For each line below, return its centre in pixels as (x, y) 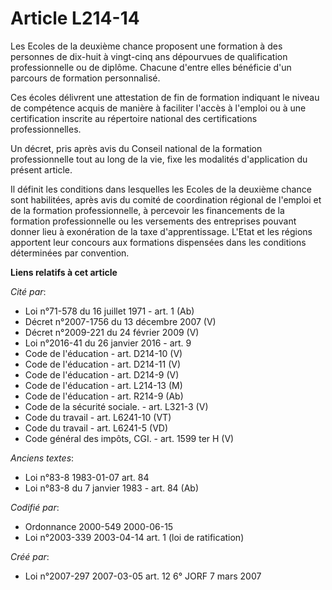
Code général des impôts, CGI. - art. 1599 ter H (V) (129, 438)
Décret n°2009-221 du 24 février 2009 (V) (112, 332)
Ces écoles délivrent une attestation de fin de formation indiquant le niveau (165, 97)
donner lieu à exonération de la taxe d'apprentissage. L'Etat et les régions (161, 231)
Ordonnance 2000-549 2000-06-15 (99, 526)
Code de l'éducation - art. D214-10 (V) (103, 353)
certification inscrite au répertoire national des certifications (134, 118)
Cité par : (28, 291)
